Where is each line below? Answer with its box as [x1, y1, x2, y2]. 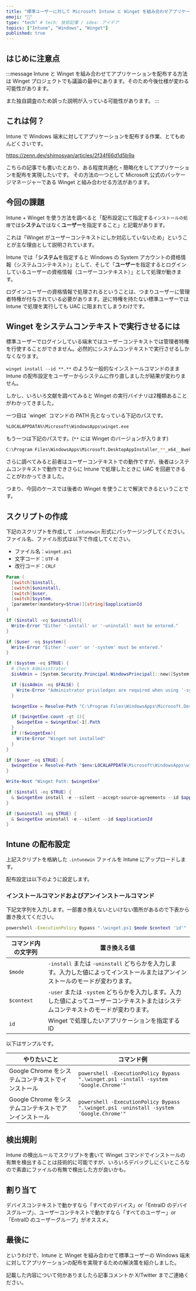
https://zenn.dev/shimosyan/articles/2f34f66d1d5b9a [6, 152, 135, 159]
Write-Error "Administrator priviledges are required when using [16, 687, 179, 693]
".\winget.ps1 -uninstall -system [78, 1105, 174, 1111]
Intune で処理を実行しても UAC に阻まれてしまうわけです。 [6, 302, 148, 309]
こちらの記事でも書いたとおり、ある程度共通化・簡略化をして [6, 163, 155, 171]
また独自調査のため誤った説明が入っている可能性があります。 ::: [6, 97, 159, 104]
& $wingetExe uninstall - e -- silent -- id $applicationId [11, 816, 153, 822]
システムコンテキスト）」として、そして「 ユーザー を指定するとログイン [16, 261, 187, 268]
